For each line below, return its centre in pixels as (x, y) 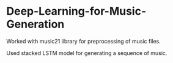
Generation (35, 24)
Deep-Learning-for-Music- (76, 11)
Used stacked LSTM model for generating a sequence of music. (87, 53)
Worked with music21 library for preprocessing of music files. (83, 41)
